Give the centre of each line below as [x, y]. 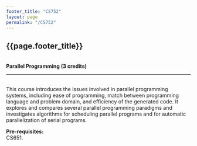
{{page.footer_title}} [45, 46]
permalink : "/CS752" [31, 22]
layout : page [22, 17]
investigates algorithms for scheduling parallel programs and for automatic [96, 114]
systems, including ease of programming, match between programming [93, 95]
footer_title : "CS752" [34, 11]
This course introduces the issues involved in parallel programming [87, 89]
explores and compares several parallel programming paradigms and [89, 108]
